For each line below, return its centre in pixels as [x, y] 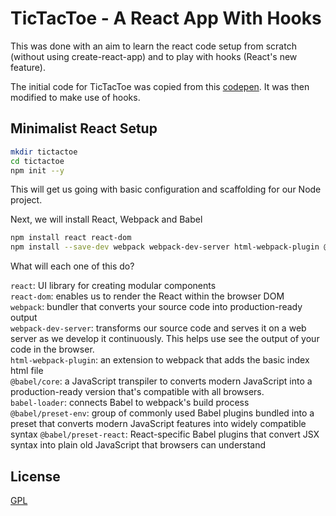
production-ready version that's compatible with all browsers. [137, 392]
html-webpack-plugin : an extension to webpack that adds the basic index [160, 360]
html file [27, 371]
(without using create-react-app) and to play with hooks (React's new [154, 56]
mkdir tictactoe [44, 152]
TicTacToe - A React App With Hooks [166, 18]
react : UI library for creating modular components [113, 286]
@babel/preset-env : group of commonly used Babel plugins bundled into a [162, 413]
